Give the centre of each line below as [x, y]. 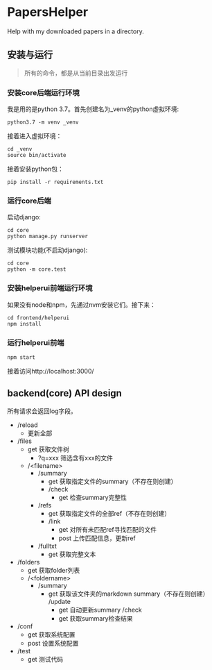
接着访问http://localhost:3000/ [51, 371]
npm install [24, 324]
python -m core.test [37, 269]
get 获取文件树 [48, 449]
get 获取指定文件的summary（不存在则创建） [113, 481]
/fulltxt [47, 546]
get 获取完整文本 [72, 554]
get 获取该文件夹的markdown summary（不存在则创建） [129, 594]
